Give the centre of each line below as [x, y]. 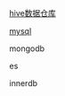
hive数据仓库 [32, 13]
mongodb [27, 48]
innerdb [24, 83]
